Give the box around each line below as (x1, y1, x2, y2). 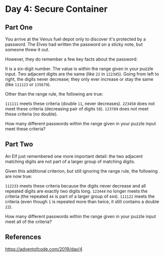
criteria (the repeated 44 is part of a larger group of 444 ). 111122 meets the (5, 193, 155, 199)
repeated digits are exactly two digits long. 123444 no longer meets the (5, 188, 148, 194)
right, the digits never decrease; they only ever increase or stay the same (5, 76, 154, 82)
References (5, 233, 41, 241)
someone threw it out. (5, 47, 50, 52)
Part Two (5, 140, 33, 148)
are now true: (5, 173, 33, 179)
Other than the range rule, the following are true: (5, 91, 103, 97)
